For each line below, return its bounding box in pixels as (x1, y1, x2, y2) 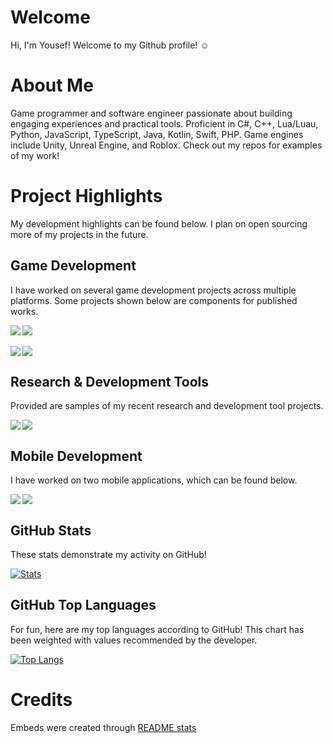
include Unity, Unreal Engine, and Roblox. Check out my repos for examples (10, 139, 323, 151)
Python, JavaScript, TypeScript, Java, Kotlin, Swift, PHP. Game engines (10, 128, 304, 140)
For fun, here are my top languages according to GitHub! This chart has (10, 623, 305, 635)
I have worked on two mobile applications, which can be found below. (10, 474, 298, 486)
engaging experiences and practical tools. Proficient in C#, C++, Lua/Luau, (10, 117, 319, 130)
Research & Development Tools (10, 374, 210, 391)
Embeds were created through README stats (10, 721, 197, 733)
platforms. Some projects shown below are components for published (10, 294, 298, 306)
